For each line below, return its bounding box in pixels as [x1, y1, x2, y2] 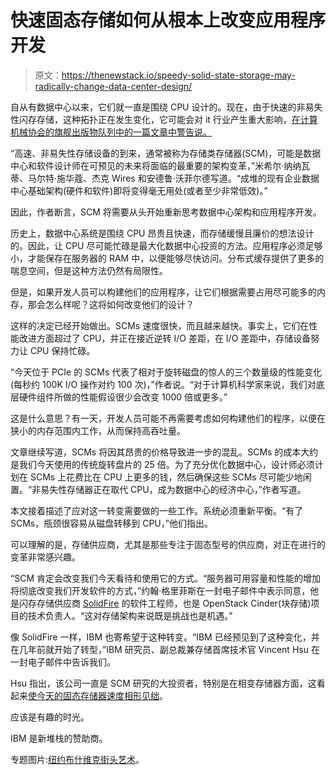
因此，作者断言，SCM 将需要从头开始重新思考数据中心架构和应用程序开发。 [10, 206, 322, 218]
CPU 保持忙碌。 [29, 344, 96, 356]
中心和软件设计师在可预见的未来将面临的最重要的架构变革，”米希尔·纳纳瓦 [10, 159, 311, 171]
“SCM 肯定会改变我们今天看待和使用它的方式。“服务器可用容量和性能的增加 [10, 572, 322, 584]
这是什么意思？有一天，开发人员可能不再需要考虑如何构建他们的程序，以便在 [10, 412, 326, 424]
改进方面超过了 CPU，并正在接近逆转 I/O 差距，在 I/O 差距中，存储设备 [18, 332, 312, 344]
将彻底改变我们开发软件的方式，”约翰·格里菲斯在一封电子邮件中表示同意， [10, 584, 311, 596]
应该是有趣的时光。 [10, 711, 90, 723]
